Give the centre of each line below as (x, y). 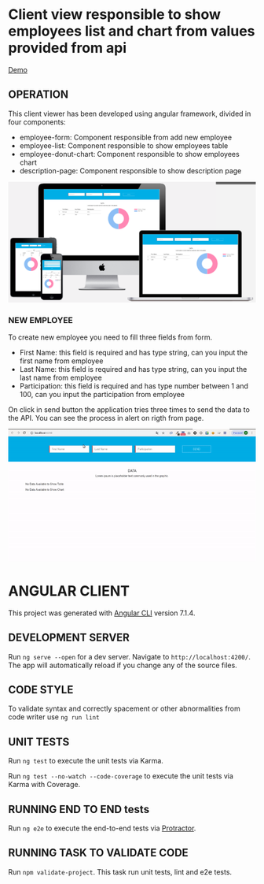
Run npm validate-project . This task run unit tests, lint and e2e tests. (120, 871)
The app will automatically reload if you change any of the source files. (123, 665)
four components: (37, 122)
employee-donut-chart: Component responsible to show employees (129, 154)
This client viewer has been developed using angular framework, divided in (130, 113)
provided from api (68, 48)
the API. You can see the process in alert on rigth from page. (106, 418)
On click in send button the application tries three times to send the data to (129, 410)
